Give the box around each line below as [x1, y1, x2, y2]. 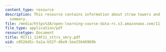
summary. [9, 16, 28, 21]
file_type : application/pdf [5, 26, 63, 31]
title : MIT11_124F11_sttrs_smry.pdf [5, 35, 81, 40]
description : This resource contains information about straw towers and [5, 12, 161, 17]
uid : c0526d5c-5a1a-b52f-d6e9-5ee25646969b [5, 40, 96, 45]
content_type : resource [5, 7, 54, 12]
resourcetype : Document [5, 30, 54, 35]
